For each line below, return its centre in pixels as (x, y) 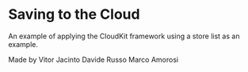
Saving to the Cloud (74, 14)
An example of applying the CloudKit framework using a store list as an (124, 36)
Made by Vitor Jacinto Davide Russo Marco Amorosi (93, 59)
